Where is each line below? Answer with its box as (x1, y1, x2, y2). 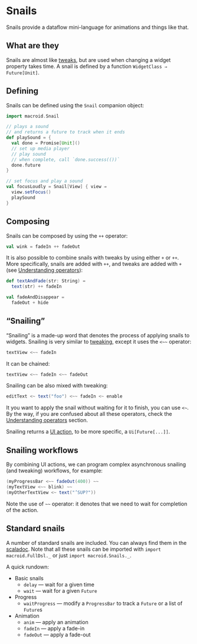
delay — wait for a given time (23, 581, 95, 588)
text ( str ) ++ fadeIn (11, 284, 62, 290)
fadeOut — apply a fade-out (23, 631, 91, 638)
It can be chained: (6, 360, 50, 367)
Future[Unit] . (6, 69, 40, 76)
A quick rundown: (6, 563, 49, 570)
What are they (6, 41, 60, 51)
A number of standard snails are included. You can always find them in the (6, 539, 187, 546)
